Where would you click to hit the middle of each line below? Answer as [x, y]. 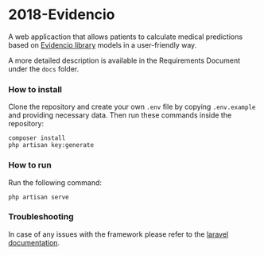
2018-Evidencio [62, 15]
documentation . [34, 242]
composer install [37, 138]
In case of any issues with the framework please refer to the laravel [118, 234]
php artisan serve [39, 197]
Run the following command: [55, 182]
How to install [35, 89]
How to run [30, 165]
